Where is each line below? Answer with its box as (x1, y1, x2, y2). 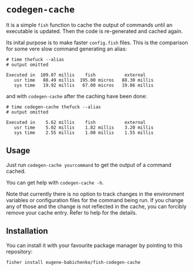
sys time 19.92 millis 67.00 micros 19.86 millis (14, 82, 154, 88)
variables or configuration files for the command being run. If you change (6, 196, 184, 203)
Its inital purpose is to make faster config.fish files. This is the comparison (6, 39, 188, 46)
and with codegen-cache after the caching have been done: (6, 92, 148, 99)
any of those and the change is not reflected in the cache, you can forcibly (6, 203, 187, 210)
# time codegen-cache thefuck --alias (6, 104, 101, 110)
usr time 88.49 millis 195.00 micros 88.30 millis (14, 77, 154, 83)
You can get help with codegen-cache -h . (6, 179, 104, 186)
